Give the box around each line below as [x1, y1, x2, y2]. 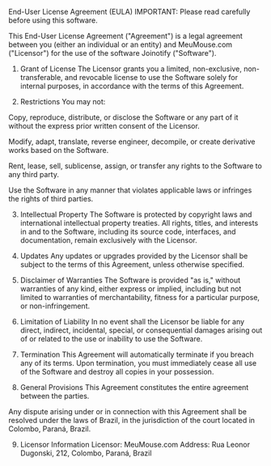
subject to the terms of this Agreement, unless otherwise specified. [19, 260, 245, 269]
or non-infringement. [19, 301, 91, 311]
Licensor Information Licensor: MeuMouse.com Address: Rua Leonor [19, 440, 251, 449]
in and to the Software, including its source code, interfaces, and [19, 227, 236, 236]
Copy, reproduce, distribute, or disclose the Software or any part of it [8, 112, 239, 122]
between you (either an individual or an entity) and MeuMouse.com [8, 40, 233, 49]
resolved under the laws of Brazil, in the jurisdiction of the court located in [8, 416, 256, 425]
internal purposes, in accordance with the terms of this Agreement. [19, 81, 244, 91]
